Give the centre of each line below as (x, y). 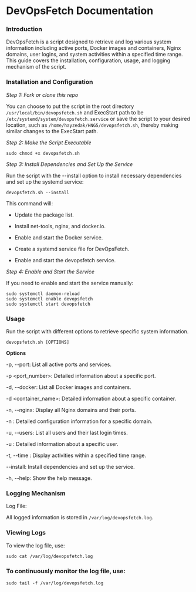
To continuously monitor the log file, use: (66, 571)
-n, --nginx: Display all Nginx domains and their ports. (71, 410)
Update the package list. (44, 215)
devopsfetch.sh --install (38, 192)
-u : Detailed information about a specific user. (62, 444)
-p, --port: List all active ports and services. (59, 364)
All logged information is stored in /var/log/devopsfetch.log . (80, 517)
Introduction (24, 29)
